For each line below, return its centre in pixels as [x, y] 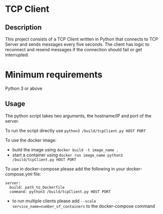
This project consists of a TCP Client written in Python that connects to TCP [82, 39]
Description [23, 27]
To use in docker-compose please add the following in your [65, 169]
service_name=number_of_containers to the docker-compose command [84, 206]
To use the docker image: [31, 140]
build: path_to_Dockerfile [37, 187]
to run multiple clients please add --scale [54, 201]
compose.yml [19, 174]
